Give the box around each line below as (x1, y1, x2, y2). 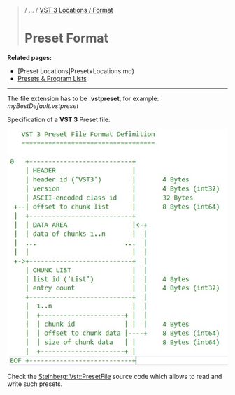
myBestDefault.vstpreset (7, 101, 79, 110)
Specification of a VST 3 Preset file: (7, 115, 111, 124)
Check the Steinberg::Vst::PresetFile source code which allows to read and (7, 372, 222, 380)
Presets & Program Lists (17, 74, 87, 82)
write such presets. (7, 380, 63, 388)
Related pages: (7, 53, 52, 61)
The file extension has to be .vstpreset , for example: (7, 94, 159, 103)
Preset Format (24, 31, 109, 46)
